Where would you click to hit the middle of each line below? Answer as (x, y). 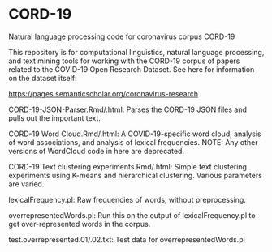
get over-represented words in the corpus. (80, 224)
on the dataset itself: (43, 78)
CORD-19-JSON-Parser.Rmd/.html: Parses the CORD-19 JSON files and (128, 109)
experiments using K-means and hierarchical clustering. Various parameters (135, 175)
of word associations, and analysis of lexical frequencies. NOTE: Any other (133, 142)
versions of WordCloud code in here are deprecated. (97, 151)
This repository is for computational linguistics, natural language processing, (136, 52)
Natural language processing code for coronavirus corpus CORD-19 (122, 36)
